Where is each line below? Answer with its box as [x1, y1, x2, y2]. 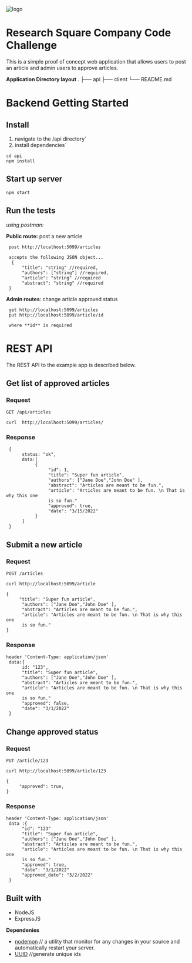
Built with [6, 893, 42, 903]
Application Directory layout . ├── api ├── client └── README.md [6, 75, 172, 82]
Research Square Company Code [6, 26, 171, 39]
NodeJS [14, 909, 35, 916]
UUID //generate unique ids [14, 951, 81, 958]
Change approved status [6, 727, 99, 737]
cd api [6, 153, 22, 159]
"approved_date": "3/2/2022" [21, 872, 93, 878]
